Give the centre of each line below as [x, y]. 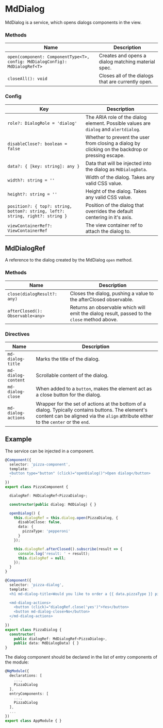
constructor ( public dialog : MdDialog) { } [53, 504]
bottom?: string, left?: [36, 211]
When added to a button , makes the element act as [94, 388]
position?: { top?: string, [40, 206]
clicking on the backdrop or [117, 149]
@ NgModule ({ [17, 671]
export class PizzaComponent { [37, 487]
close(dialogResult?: [32, 294]
